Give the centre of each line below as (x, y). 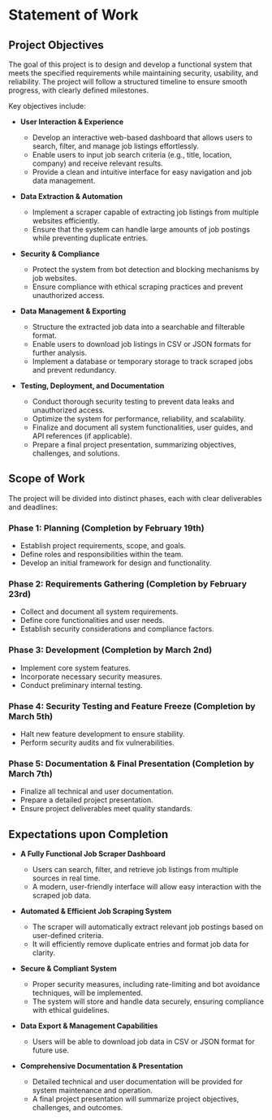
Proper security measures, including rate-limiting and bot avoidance (146, 984)
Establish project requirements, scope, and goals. (103, 546)
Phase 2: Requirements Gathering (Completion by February (128, 584)
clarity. (43, 953)
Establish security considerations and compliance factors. (117, 629)
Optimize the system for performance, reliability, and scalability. (139, 419)
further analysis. (60, 352)
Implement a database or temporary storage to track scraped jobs (142, 361)
